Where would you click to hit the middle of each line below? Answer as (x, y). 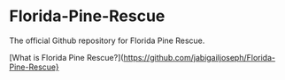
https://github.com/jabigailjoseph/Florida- (200, 57)
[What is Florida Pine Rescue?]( (66, 57)
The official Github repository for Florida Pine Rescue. (107, 40)
